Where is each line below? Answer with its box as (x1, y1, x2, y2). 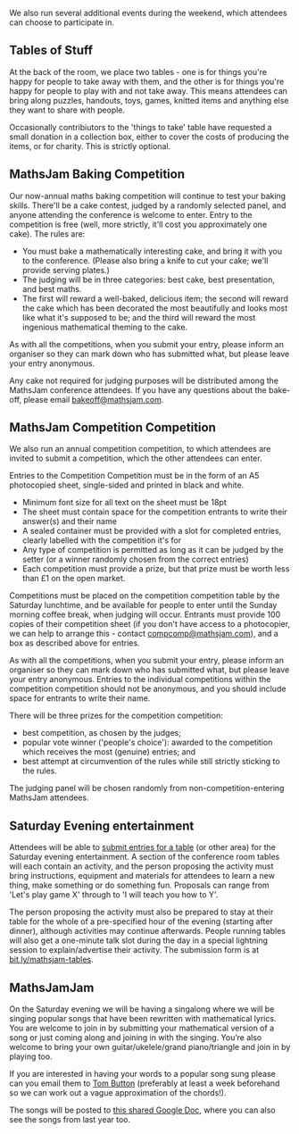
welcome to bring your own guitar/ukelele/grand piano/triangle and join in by (9, 1042, 291, 1053)
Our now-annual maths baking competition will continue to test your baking (9, 190, 287, 201)
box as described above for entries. (9, 638, 140, 648)
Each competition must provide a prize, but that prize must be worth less (21, 563, 290, 574)
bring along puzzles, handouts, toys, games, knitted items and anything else (9, 95, 289, 105)
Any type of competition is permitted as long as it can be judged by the (21, 545, 284, 555)
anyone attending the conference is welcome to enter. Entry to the (9, 209, 253, 220)
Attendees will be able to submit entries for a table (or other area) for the (9, 842, 277, 853)
